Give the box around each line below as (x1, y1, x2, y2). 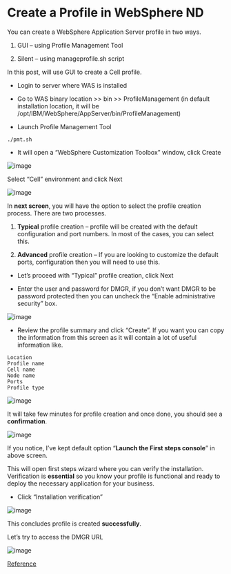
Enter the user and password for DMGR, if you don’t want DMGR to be (17, 285, 216, 293)
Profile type (7, 384, 45, 391)
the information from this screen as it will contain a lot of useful (17, 333, 197, 341)
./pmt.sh (7, 136, 32, 143)
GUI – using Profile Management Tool (17, 41, 123, 49)
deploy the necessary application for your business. (7, 479, 155, 488)
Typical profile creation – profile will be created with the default (17, 222, 198, 231)
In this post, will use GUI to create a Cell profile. (7, 68, 142, 76)
